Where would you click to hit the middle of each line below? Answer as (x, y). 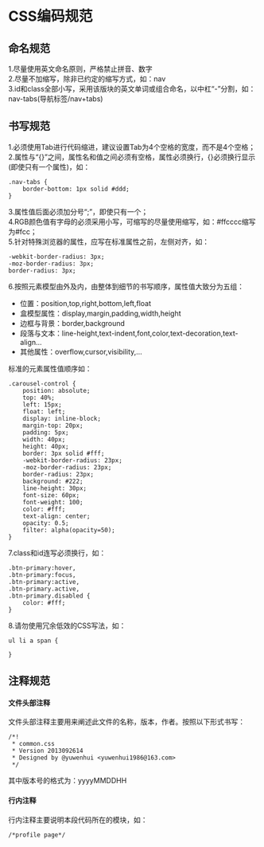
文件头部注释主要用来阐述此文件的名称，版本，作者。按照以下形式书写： (126, 722)
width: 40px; (44, 439)
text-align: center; (56, 516)
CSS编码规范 (50, 16)
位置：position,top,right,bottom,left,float (85, 303)
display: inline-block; (62, 418)
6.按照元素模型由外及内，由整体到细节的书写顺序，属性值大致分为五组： (126, 286)
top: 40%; (39, 398)
